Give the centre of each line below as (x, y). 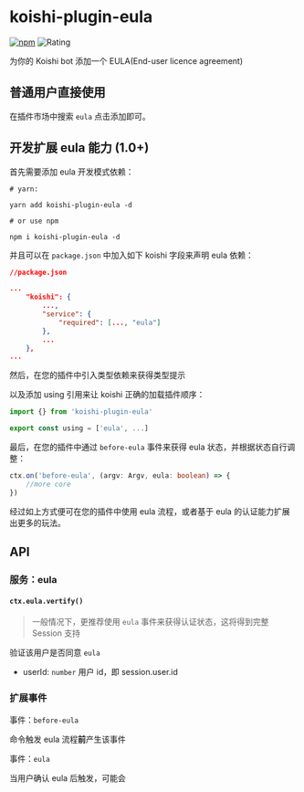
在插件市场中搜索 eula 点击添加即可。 (80, 116)
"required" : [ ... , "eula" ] (110, 322)
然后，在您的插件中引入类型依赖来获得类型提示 (97, 375)
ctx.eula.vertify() (47, 601)
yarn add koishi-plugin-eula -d (71, 205)
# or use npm (34, 221)
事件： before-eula (44, 720)
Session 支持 (56, 633)
